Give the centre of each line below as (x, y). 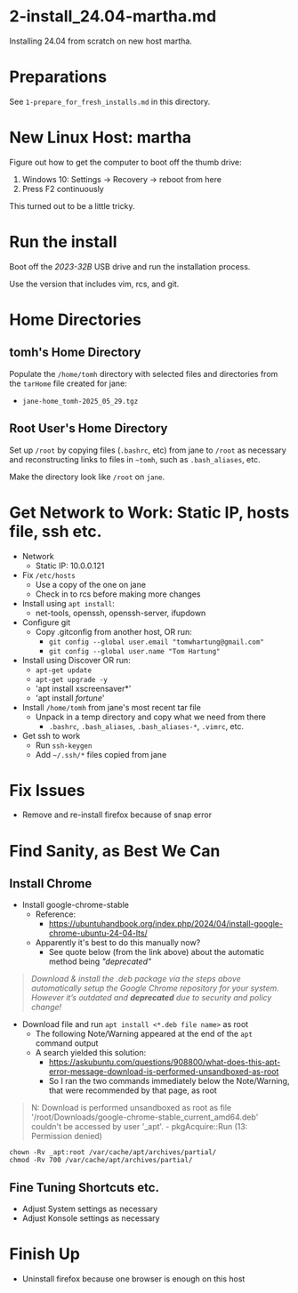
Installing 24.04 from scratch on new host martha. (101, 41)
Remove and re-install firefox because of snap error (117, 815)
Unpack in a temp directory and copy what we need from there (151, 717)
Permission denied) (66, 1136)
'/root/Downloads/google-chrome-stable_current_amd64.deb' (145, 1117)
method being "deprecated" (100, 961)
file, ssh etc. (56, 531)
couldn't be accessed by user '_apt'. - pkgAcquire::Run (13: (139, 1127)
